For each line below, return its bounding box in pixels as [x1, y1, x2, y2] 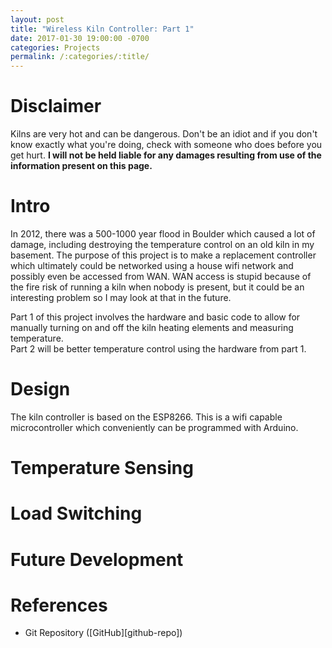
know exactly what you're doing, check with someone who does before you [10, 139, 323, 151]
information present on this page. [10, 160, 153, 172]
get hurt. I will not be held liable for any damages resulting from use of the [10, 149, 322, 161]
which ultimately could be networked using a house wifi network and [10, 260, 294, 271]
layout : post [10, 14, 65, 25]
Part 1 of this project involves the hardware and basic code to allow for [10, 311, 301, 323]
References [10, 594, 108, 616]
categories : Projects [10, 42, 101, 53]
